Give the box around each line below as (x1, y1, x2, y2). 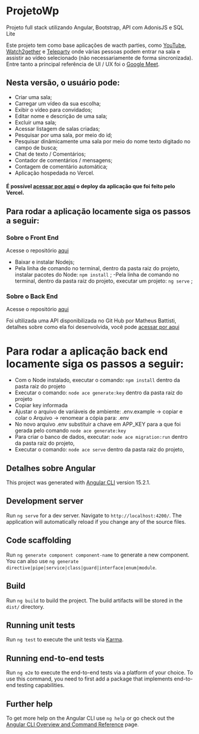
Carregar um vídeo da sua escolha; (14, 100, 101, 107)
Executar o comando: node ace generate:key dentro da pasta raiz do (14, 389, 183, 396)
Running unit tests (6, 620, 75, 630)
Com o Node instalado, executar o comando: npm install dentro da (14, 377, 180, 384)
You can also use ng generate (6, 557, 79, 565)
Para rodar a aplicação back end (6, 344, 168, 357)
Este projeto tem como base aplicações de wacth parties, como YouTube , (6, 42, 187, 49)
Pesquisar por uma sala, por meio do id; (14, 131, 113, 138)
